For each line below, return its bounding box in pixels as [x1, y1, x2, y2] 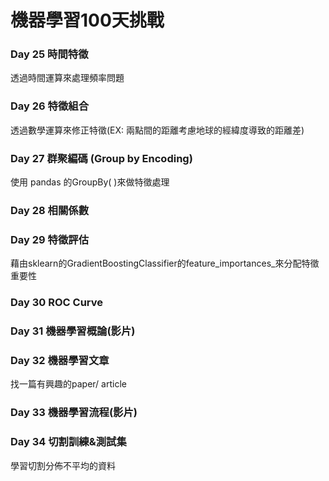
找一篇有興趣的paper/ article [10, 378, 127, 390]
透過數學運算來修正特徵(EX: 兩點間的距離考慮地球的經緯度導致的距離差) [10, 124, 305, 136]
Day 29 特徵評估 [10, 232, 89, 246]
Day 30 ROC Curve [10, 296, 104, 310]
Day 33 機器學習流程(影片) [10, 406, 138, 420]
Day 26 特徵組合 [10, 99, 89, 113]
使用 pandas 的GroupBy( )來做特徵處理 [10, 176, 170, 188]
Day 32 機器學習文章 [10, 354, 110, 368]
